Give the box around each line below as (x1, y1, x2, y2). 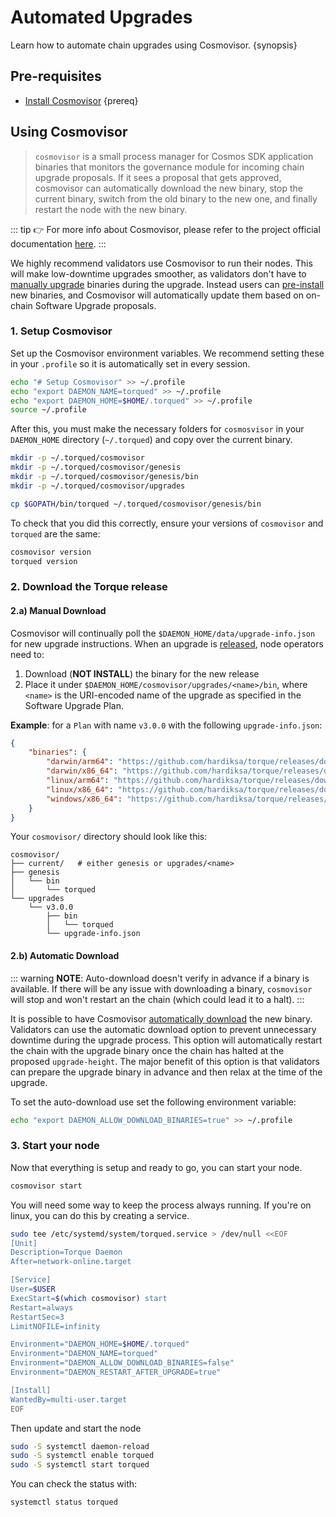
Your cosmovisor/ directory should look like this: (10, 831, 208, 843)
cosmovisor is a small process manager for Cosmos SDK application (34, 150, 314, 162)
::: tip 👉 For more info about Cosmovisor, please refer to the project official (10, 223, 321, 235)
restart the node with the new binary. (34, 203, 188, 215)
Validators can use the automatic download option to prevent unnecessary (10, 1023, 317, 1035)
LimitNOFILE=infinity (10, 1321, 101, 1331)
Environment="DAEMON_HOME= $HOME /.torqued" (10, 1339, 190, 1350)
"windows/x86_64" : (46, 794, 123, 804)
